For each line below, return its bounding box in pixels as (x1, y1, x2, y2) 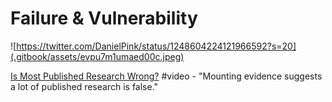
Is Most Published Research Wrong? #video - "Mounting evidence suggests (10, 70, 323, 82)
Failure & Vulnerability (10, 7, 198, 30)
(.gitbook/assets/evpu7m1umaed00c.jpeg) (10, 50, 185, 62)
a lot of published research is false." (10, 80, 159, 92)
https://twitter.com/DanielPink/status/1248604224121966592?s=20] (16, 40, 297, 52)
